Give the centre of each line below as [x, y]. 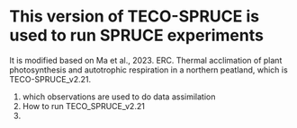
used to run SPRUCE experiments [136, 35]
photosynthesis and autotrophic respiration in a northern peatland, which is [148, 70]
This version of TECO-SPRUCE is [134, 17]
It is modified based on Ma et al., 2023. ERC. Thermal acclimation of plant [146, 60]
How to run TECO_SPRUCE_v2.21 [84, 106]
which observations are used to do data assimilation [119, 97]
